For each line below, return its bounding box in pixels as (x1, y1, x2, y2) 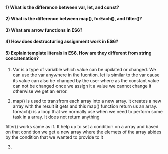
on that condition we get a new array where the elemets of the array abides (5, 129, 162, 135)
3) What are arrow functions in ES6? (5, 27, 83, 33)
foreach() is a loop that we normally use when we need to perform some (12, 108, 163, 114)
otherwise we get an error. (12, 88, 68, 94)
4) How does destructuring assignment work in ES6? (5, 38, 119, 45)
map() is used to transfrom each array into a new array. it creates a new (12, 98, 161, 104)
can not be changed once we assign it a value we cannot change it (12, 83, 152, 89)
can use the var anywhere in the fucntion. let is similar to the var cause (12, 72, 160, 78)
